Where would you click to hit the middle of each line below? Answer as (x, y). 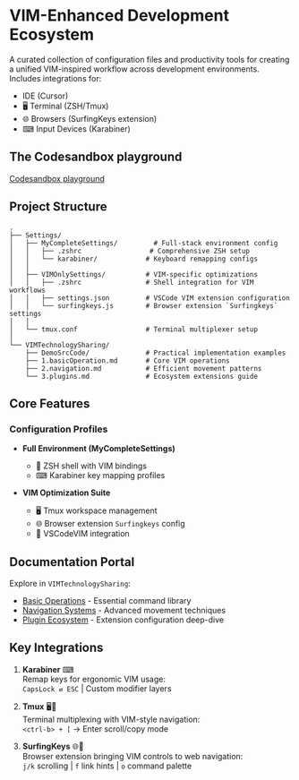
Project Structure (58, 207)
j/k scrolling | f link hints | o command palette (107, 766)
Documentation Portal (72, 562)
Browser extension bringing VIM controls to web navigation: (132, 756)
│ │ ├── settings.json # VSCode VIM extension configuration (150, 298)
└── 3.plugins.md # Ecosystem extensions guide (141, 376)
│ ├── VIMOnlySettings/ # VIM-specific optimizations (133, 274)
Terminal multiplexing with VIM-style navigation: (111, 719)
